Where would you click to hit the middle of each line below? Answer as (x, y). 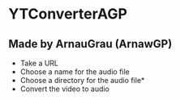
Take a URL (39, 63)
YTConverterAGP (68, 14)
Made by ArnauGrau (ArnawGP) (90, 44)
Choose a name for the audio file (75, 72)
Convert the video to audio (64, 89)
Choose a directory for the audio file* (82, 80)
